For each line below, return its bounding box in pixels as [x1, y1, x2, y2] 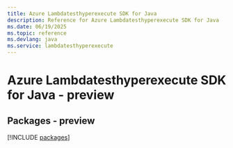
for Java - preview [7, 88, 115, 103]
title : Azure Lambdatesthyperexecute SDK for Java [7, 10, 157, 17]
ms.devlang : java [7, 36, 58, 43]
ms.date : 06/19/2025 [7, 23, 67, 30]
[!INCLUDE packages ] [7, 133, 70, 141]
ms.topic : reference [7, 29, 67, 37]
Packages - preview [7, 115, 95, 126]
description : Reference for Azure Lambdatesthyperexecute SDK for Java [7, 17, 219, 24]
